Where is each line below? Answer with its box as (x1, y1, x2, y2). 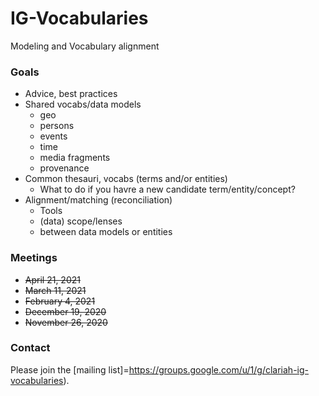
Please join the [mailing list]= (10, 363, 130, 376)
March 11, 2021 (24, 284, 87, 296)
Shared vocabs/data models (24, 98, 142, 111)
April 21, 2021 (24, 273, 81, 286)
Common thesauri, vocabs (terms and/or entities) (24, 173, 228, 185)
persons (39, 120, 75, 132)
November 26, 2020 (24, 316, 108, 328)
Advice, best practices (24, 88, 118, 100)
